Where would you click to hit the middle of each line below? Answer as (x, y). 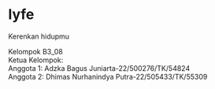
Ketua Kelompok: (36, 60)
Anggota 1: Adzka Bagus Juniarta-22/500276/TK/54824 (99, 68)
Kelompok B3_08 (35, 51)
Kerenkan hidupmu (39, 36)
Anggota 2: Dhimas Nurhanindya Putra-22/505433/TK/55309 (108, 76)
